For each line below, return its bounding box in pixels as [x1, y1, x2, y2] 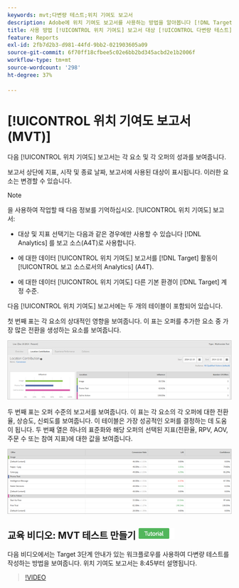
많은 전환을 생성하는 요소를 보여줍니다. [14, 326, 122, 335]
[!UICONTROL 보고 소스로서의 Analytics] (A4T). [17, 263, 154, 271]
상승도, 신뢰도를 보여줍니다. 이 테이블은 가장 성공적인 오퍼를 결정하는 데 [16, 416, 214, 425]
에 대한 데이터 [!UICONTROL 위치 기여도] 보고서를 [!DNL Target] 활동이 [17, 253, 218, 263]
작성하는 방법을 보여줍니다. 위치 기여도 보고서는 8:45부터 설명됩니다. [7, 559, 198, 567]
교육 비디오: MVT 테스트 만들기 [7, 530, 137, 542]
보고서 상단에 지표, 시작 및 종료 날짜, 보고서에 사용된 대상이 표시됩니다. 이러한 [7, 168, 222, 177]
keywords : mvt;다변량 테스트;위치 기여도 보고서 [7, 11, 134, 19]
